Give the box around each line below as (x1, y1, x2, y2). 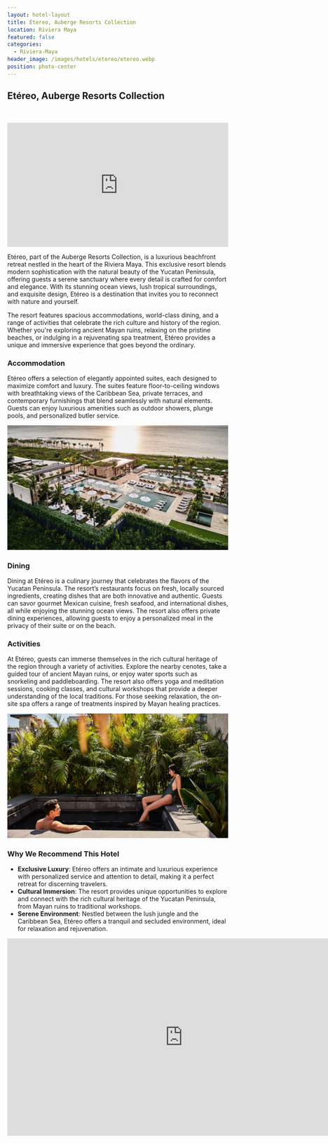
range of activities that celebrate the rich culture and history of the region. (7, 319, 221, 327)
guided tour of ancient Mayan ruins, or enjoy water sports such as (7, 670, 198, 679)
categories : (7, 41, 42, 48)
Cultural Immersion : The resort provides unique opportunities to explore (17, 888, 228, 896)
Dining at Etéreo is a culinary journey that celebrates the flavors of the (7, 577, 210, 585)
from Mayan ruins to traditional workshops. (17, 902, 142, 911)
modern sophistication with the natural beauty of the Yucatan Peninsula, (7, 267, 216, 276)
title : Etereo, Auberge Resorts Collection (7, 18, 137, 26)
